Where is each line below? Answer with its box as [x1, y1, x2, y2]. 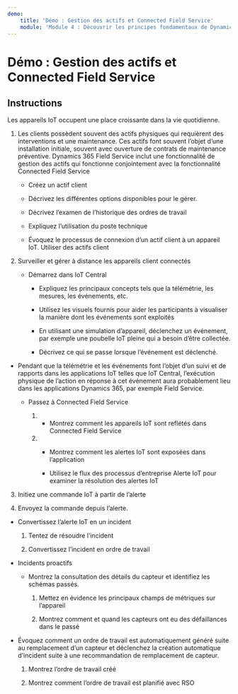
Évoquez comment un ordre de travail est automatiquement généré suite [17, 636, 229, 644]
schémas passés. [28, 580, 79, 589]
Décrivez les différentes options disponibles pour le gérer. [28, 195, 198, 203]
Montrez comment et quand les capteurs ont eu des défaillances [38, 615, 227, 623]
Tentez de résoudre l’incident [28, 531, 114, 540]
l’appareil [38, 601, 66, 610]
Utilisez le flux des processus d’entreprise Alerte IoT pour [49, 469, 217, 478]
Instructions [7, 97, 62, 109]
